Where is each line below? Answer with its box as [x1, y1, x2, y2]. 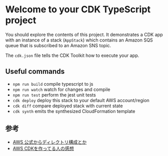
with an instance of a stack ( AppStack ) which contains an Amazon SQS [5, 37, 153, 43]
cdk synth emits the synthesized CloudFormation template [12, 108, 135, 114]
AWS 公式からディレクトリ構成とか [12, 139, 87, 145]
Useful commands [5, 67, 65, 76]
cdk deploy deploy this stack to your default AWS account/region [12, 97, 150, 103]
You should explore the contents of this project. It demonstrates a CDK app [5, 31, 163, 37]
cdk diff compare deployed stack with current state [12, 103, 123, 109]
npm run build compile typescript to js [12, 81, 93, 87]
